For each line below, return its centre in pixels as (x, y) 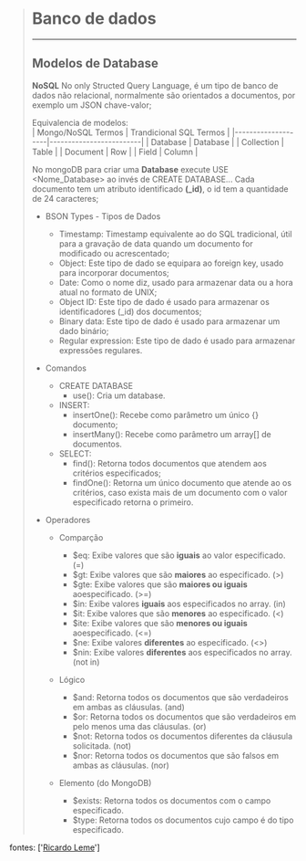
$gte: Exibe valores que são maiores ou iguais (160, 584)
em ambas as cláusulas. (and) (128, 707)
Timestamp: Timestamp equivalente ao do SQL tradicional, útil (176, 234)
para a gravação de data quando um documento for (156, 243)
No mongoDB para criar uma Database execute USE (130, 169)
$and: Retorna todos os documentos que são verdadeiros (180, 697)
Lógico (72, 679)
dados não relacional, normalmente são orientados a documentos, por (163, 95)
